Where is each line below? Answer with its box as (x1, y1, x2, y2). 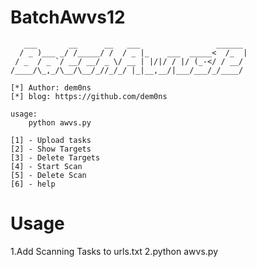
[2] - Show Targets (10, 144, 92, 154)
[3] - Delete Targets (10, 152, 101, 163)
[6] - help (10, 179, 56, 189)
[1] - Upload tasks (10, 135, 92, 145)
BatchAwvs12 (10, 6, 126, 29)
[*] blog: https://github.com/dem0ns (10, 91, 168, 101)
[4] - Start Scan (10, 161, 83, 171)
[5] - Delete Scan (10, 170, 87, 180)
